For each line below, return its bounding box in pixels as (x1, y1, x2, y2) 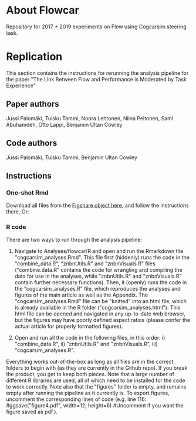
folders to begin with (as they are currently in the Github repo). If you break (6, 364, 188, 371)
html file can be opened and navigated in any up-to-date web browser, (14, 310, 186, 317)
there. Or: (6, 208, 29, 215)
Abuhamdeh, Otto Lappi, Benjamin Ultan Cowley (6, 121, 123, 128)
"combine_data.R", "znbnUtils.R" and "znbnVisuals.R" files (14, 260, 156, 267)
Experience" (6, 82, 36, 89)
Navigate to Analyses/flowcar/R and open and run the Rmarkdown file (14, 248, 184, 255)
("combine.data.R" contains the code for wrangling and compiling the (14, 267, 183, 274)
